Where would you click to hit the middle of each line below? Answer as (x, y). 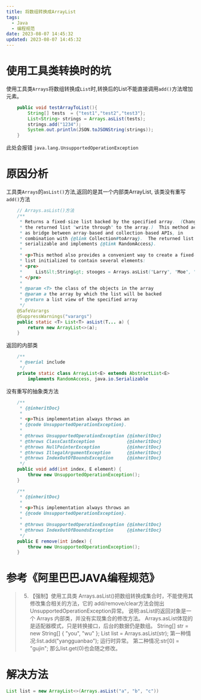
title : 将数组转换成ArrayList (41, 12)
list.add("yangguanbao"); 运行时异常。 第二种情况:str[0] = (108, 641)
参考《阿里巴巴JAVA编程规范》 (83, 578)
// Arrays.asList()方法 (46, 211)
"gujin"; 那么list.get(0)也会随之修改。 (75, 649)
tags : (13, 17)
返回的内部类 (22, 346)
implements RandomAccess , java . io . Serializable (88, 379)
